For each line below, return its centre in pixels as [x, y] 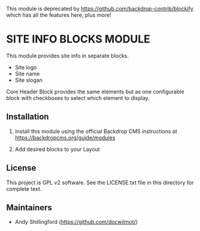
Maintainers [29, 207]
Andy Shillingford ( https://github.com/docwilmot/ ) [76, 222]
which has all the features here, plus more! [59, 15]
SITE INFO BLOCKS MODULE [78, 39]
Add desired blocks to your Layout [57, 149]
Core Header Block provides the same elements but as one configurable [95, 92]
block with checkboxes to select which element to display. [78, 98]
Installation [28, 117]
